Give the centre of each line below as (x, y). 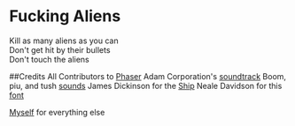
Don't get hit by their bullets (60, 49)
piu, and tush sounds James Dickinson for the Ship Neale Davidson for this (146, 85)
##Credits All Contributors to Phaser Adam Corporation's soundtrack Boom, (147, 76)
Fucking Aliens (65, 16)
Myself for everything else (57, 112)
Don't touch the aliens (50, 59)
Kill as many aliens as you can (64, 41)
